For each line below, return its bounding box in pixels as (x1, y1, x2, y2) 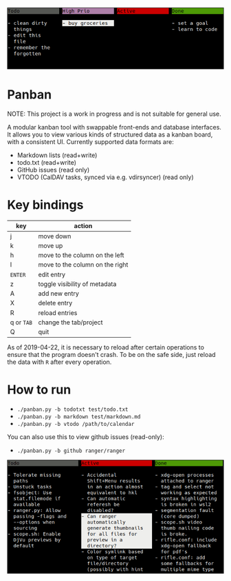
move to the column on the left (38, 251, 124, 259)
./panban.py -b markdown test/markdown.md (16, 413, 141, 420)
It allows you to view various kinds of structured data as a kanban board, (7, 130, 213, 139)
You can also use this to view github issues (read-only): (7, 432, 164, 441)
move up (38, 241, 63, 249)
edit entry (38, 270, 66, 278)
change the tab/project (38, 318, 103, 326)
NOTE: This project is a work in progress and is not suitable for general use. (7, 110, 221, 118)
